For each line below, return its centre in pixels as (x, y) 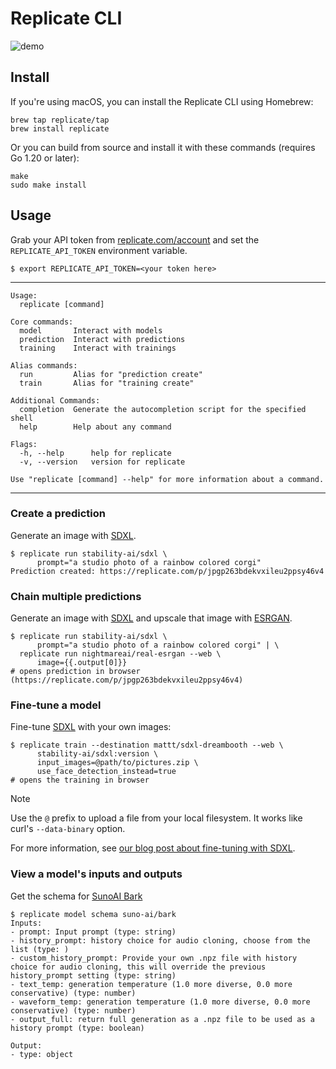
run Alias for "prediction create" (111, 374)
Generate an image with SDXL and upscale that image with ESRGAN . (151, 618)
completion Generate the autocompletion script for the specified (163, 409)
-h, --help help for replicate (95, 453)
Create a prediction (58, 514)
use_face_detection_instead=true (106, 772)
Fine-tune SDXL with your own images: (91, 727)
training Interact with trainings (98, 348)
